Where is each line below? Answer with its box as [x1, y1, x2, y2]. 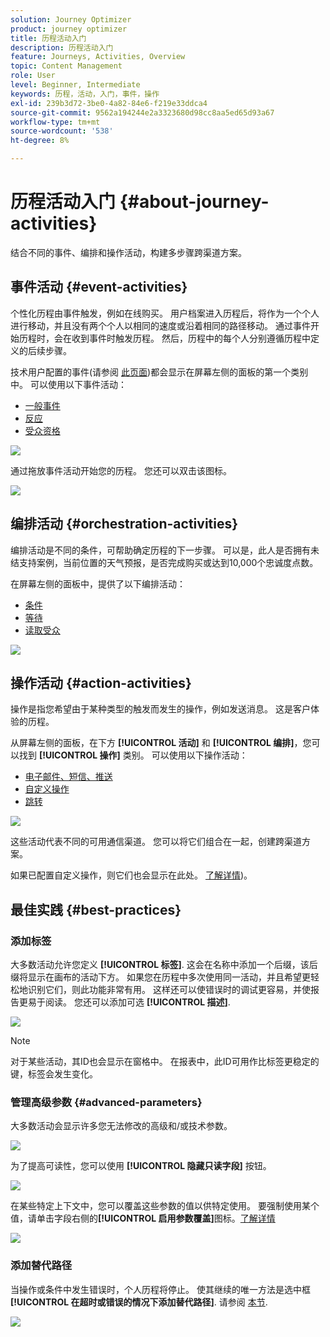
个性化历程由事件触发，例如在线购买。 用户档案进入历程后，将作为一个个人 [10, 307, 320, 319]
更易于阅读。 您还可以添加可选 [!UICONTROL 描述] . [18, 996, 231, 1008]
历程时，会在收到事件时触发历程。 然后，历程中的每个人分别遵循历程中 [18, 332, 311, 344]
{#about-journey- [119, 191, 270, 213]
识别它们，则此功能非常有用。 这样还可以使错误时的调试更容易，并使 [27, 984, 311, 996]
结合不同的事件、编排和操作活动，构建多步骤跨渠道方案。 [10, 246, 247, 258]
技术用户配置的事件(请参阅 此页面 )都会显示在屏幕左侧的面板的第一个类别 [10, 366, 309, 378]
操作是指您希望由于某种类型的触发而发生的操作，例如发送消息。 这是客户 [10, 703, 311, 715]
